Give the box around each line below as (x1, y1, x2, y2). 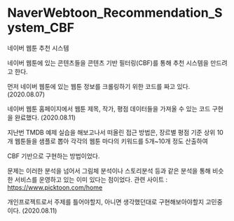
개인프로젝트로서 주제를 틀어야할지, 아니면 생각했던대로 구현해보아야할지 (7, 197, 205, 206)
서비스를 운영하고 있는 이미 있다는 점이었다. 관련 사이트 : (14, 175, 168, 183)
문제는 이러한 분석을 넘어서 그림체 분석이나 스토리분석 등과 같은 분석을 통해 (7, 166, 212, 175)
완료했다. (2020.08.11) (14, 113, 76, 122)
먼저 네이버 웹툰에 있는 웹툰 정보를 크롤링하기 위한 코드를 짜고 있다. (7, 82, 191, 90)
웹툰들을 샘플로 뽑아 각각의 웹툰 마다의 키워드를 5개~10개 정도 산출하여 (14, 136, 208, 145)
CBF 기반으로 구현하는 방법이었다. (7, 152, 100, 160)
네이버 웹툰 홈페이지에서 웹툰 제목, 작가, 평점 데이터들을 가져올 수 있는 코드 (7, 104, 211, 113)
